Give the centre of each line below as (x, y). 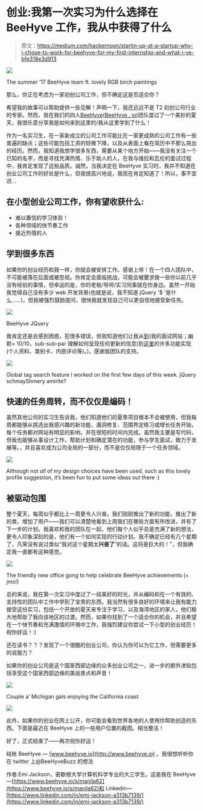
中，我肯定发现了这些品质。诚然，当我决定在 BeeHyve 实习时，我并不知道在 (101, 166)
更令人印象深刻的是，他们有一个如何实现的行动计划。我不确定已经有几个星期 (101, 537)
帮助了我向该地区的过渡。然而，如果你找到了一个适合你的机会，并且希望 (107, 617)
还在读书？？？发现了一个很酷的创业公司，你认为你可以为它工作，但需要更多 (101, 645)
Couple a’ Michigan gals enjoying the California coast (72, 697)
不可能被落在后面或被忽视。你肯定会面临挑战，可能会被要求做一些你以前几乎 (101, 277)
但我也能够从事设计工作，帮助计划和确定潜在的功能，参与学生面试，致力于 (99, 440)
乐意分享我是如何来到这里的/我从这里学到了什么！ (89, 123)
